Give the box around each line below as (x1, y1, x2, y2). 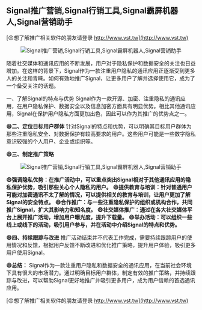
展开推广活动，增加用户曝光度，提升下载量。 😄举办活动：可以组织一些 (16, 213, 192, 220)
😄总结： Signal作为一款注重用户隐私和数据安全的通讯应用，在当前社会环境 (6, 261, 192, 269)
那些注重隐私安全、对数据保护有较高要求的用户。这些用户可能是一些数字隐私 (6, 130, 196, 137)
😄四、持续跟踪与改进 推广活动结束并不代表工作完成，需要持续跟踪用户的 (6, 234, 188, 241)
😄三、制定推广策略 (6, 150, 54, 157)
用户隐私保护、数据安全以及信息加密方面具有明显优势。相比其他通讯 (22, 102, 191, 109)
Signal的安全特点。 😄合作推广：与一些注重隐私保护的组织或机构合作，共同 (6, 198, 192, 205)
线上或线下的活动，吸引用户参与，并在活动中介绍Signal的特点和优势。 (6, 221, 180, 228)
